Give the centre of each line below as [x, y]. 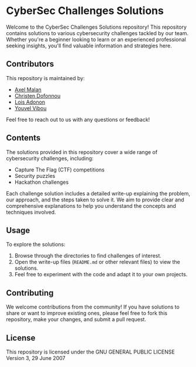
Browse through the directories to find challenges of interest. [88, 256]
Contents [23, 138]
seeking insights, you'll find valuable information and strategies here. [89, 46]
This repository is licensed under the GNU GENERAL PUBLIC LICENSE [90, 352]
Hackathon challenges [42, 182]
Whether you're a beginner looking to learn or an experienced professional [96, 39]
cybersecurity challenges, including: [50, 158]
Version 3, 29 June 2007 [36, 358]
